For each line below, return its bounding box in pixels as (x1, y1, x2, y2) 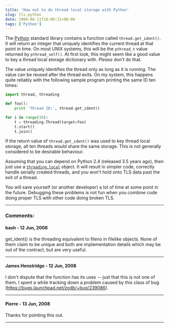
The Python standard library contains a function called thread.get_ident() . (5, 35, 161, 41)
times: (5, 83, 18, 89)
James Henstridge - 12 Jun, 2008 (5, 263, 76, 269)
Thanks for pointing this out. (5, 312, 64, 318)
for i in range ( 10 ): (5, 115, 49, 120)
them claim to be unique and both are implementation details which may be (5, 241, 161, 247)
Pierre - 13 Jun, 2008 (5, 301, 50, 307)
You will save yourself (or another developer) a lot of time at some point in (5, 184, 158, 190)
